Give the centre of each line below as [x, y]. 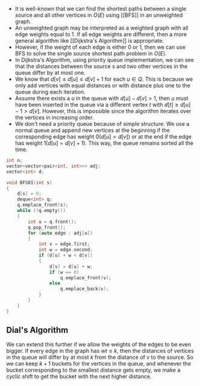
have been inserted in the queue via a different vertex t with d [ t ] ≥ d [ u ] [103, 104]
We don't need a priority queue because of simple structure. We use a [102, 124]
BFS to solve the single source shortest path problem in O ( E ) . [91, 53]
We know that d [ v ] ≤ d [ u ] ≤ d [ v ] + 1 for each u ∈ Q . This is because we [104, 79]
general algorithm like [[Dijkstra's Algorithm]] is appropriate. [89, 41]
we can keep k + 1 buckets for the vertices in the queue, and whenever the [99, 364]
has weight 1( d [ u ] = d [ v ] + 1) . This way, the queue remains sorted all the [104, 143]
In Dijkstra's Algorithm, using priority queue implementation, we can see [105, 60]
